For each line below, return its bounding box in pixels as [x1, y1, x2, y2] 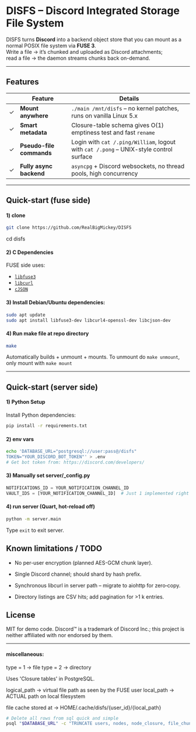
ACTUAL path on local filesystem [6, 692, 86, 700]
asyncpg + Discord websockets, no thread [71, 162, 185, 170]
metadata [20, 128, 48, 136]
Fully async [20, 162, 52, 170]
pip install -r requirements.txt [6, 423, 87, 429]
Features [6, 77, 39, 87]
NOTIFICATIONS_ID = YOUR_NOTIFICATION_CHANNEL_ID [6, 484, 129, 491]
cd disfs [6, 235, 26, 242]
